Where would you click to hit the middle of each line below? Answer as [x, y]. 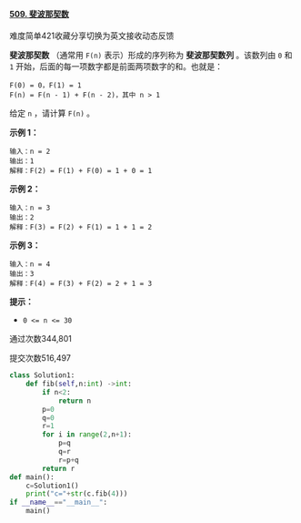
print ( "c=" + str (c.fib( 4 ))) [77, 494]
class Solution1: [42, 375]
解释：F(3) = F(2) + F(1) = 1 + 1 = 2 [81, 228]
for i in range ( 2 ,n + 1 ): [87, 435]
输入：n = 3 [30, 208]
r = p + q [68, 460]
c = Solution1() [52, 486]
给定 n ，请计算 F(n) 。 [52, 113]
